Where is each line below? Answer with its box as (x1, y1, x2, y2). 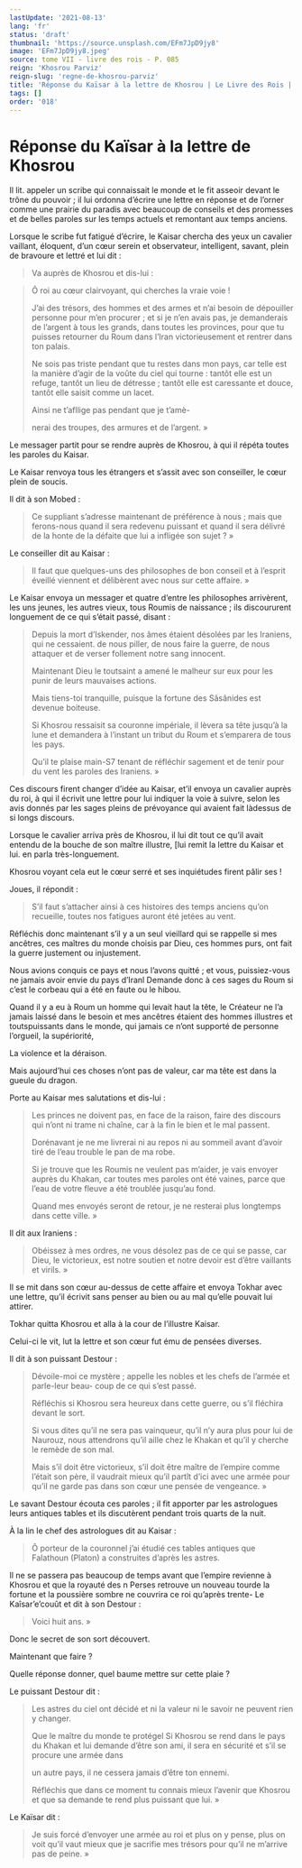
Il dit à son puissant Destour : (9, 1354, 118, 1365)
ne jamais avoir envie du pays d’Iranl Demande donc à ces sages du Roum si (9, 975, 294, 986)
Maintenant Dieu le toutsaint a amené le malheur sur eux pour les (31, 666, 273, 676)
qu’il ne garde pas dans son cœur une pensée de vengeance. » (31, 1481, 268, 1492)
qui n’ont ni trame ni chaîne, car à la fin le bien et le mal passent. (31, 1119, 270, 1130)
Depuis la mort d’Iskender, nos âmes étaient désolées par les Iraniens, (31, 629, 293, 640)
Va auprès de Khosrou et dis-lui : (31, 268, 154, 279)
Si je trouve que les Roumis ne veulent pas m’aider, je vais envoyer (31, 1164, 279, 1175)
